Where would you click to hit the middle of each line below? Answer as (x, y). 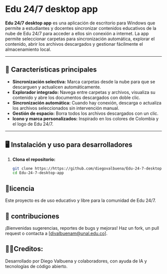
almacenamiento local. (28, 49)
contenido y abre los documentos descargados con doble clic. (76, 97)
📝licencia (20, 188)
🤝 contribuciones (32, 216)
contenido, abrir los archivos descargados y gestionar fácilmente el (74, 44)
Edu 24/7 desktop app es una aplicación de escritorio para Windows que (80, 23)
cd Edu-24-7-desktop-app (38, 173)
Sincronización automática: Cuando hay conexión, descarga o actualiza (87, 102)
